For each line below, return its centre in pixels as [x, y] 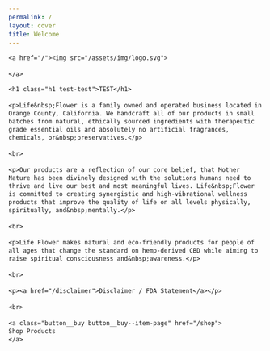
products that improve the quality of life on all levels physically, [130, 203]
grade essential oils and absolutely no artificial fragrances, [119, 130]
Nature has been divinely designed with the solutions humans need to [130, 178]
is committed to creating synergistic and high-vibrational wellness [128, 194]
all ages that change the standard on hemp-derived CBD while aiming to [133, 251]
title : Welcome [34, 34]
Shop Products [32, 332]
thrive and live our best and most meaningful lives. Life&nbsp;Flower [131, 186]
